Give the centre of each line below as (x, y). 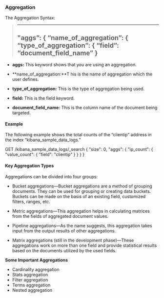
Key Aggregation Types (30, 166)
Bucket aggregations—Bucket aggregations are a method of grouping (82, 186)
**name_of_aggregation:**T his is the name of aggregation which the (82, 74)
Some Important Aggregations (37, 260)
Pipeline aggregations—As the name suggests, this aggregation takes (82, 225)
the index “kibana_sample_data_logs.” (43, 140)
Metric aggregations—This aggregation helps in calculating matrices (81, 211)
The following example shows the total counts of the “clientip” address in (78, 135)
